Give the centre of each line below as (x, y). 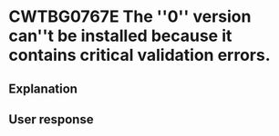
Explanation (43, 88)
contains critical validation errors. (139, 55)
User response (51, 119)
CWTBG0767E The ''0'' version (130, 17)
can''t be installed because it (120, 36)
